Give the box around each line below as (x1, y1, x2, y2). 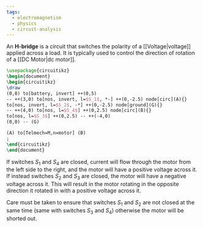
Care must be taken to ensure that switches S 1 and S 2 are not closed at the (6, 199, 195, 207)
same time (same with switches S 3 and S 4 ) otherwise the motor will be (6, 206, 185, 215)
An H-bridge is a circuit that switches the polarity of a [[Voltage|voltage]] (6, 43, 191, 50)
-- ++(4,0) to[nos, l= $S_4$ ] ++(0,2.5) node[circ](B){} (6, 108, 152, 114)
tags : (6, 9, 20, 15)
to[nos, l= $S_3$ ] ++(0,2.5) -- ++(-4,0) (6, 113, 111, 119)
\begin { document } (6, 73, 51, 80)
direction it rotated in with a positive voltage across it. (6, 187, 141, 195)
